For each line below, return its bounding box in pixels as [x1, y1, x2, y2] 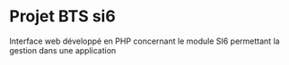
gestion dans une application [9, 45, 117, 55]
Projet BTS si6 [9, 6, 117, 27]
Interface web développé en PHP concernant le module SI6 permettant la [9, 36, 280, 46]
